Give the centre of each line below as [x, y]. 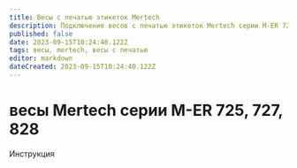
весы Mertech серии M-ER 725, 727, [146, 111]
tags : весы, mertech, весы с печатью [79, 50]
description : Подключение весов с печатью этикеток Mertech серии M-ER [144, 26]
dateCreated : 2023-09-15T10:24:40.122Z [83, 67]
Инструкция [32, 153]
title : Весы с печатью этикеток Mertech [85, 17]
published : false [41, 34]
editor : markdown [41, 58]
